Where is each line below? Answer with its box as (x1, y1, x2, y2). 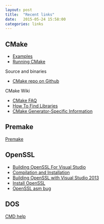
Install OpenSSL (12, 180, 46, 186)
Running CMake (12, 59, 46, 65)
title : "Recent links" (5, 12, 55, 17)
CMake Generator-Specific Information (12, 108, 93, 115)
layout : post (5, 7, 32, 13)
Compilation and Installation (12, 169, 70, 175)
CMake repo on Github (12, 78, 59, 84)
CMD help (5, 213, 26, 219)
